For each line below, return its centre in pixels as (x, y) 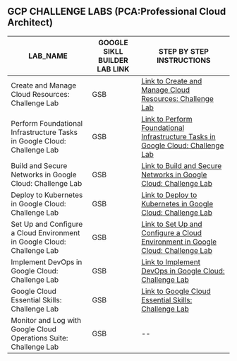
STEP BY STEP (184, 51)
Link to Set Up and (171, 224)
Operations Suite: (39, 338)
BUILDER (113, 60)
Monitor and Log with (46, 320)
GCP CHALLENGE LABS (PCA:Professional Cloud (117, 12)
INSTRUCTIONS (183, 60)
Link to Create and (171, 81)
